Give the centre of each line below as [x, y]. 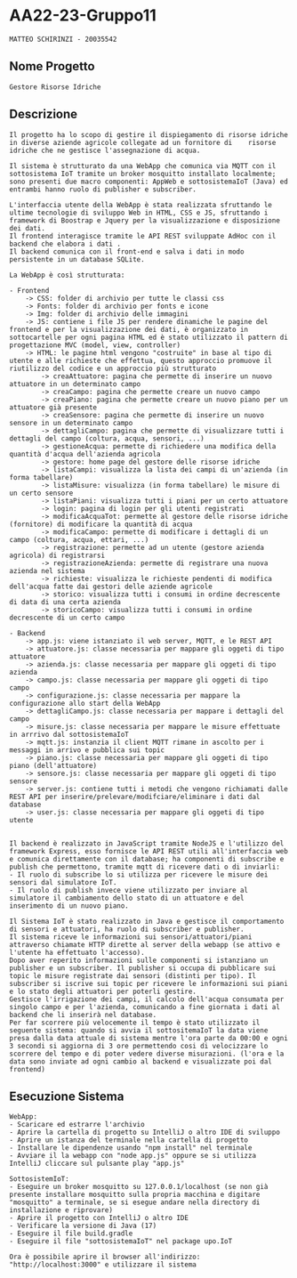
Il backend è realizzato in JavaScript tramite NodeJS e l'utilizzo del [147, 843]
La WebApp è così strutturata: [67, 275]
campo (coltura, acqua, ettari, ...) [79, 539]
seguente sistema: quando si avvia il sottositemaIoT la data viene [139, 1030]
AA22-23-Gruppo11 [83, 16]
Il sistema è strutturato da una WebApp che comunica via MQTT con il [143, 166]
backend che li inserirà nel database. [83, 1015]
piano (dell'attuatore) [53, 765]
